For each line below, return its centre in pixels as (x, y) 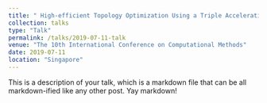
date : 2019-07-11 (37, 52)
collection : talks (39, 23)
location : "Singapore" (46, 60)
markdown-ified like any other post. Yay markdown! (93, 90)
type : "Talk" (30, 30)
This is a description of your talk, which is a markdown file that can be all (128, 82)
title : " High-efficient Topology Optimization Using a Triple (115, 15)
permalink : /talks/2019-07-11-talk (67, 38)
